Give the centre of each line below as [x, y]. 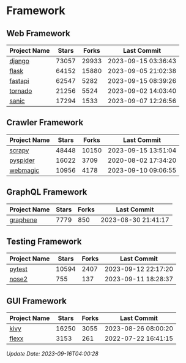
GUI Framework [37, 301]
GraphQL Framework [47, 192]
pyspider [22, 160]
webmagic [24, 170]
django [19, 61]
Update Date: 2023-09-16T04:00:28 [53, 354]
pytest [18, 269]
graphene [24, 220]
